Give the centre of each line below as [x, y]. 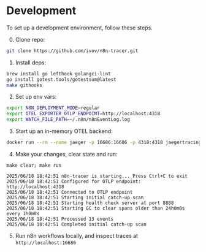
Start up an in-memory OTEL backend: [64, 131]
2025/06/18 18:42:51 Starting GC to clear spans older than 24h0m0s [96, 208]
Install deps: [31, 63]
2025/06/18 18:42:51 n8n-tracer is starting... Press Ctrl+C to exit [97, 176]
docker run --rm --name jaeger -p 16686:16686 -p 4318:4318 [85, 143]
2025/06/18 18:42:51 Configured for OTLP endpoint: [74, 181]
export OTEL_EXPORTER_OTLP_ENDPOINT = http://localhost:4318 [83, 114]
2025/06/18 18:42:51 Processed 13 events [60, 219]
